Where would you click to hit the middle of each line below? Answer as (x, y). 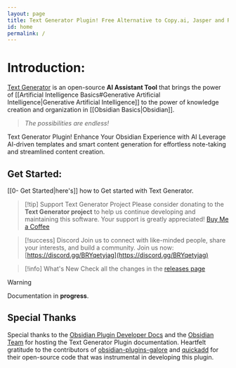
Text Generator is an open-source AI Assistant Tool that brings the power (114, 88)
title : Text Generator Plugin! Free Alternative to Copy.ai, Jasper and (116, 20)
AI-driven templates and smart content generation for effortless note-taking (117, 144)
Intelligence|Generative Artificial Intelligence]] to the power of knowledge (113, 102)
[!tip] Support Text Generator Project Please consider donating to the (124, 204)
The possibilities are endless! (67, 123)
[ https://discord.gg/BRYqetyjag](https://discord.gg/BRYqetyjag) (116, 255)
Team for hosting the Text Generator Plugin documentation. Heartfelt (107, 342)
